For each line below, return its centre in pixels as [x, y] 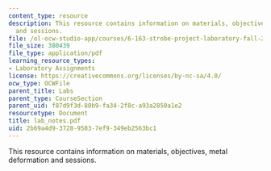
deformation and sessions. [52, 160]
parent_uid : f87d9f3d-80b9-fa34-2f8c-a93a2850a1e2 [95, 106]
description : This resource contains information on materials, [119, 23]
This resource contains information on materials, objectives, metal [118, 151]
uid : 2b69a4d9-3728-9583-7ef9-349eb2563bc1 [83, 128]
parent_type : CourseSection [56, 98]
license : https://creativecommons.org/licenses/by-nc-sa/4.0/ [115, 76]
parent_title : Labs [41, 91]
